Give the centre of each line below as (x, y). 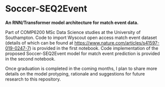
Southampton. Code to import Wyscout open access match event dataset (81, 37)
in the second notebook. (30, 58)
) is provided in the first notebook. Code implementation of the (94, 48)
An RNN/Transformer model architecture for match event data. (72, 22)
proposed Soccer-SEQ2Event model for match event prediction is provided (82, 53)
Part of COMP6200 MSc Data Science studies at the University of (73, 32)
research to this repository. (33, 79)
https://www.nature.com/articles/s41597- (117, 42)
